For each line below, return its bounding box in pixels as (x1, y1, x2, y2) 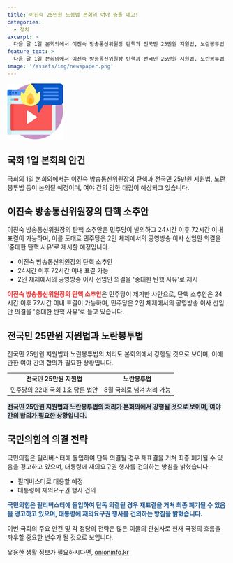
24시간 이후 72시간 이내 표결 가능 (17, 266, 109, 275)
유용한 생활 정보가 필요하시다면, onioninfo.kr (7, 548, 129, 556)
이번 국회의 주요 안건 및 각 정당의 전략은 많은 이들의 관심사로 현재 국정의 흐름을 (7, 524, 221, 532)
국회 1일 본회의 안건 (7, 154, 86, 167)
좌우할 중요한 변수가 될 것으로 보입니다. (7, 533, 114, 541)
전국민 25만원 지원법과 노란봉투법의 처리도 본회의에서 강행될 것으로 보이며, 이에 (7, 350, 223, 358)
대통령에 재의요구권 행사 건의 (17, 485, 96, 494)
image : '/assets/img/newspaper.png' (7, 63, 114, 70)
